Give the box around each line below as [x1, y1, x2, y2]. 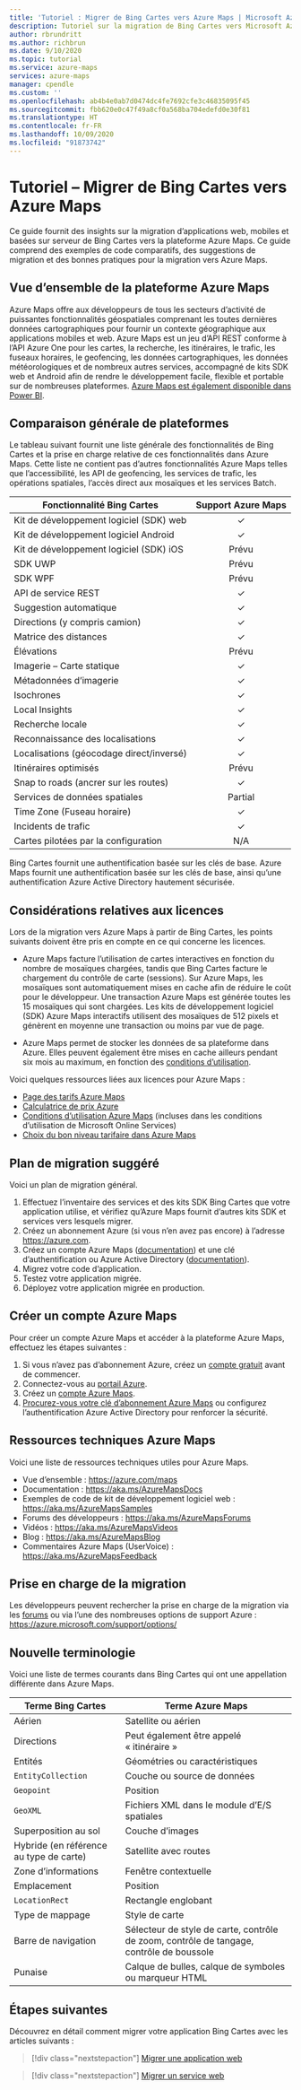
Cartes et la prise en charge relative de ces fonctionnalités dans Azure [9, 449, 269, 460]
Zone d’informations [13, 1865, 99, 1877]
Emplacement [13, 1880, 72, 1893]
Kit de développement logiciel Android [13, 528, 175, 541]
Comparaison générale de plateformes [9, 415, 229, 431]
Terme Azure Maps [164, 1700, 248, 1712]
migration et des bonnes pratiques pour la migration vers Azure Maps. [9, 254, 268, 265]
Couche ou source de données [125, 1770, 255, 1782]
